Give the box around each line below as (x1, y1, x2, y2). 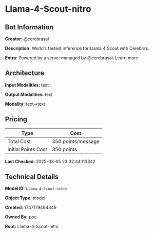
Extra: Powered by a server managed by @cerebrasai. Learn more (5, 55, 138, 61)
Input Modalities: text (5, 82, 49, 88)
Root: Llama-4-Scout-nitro (5, 224, 59, 230)
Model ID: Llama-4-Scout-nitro (5, 186, 68, 191)
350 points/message (52, 138, 100, 145)
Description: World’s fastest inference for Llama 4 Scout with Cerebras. (5, 46, 150, 51)
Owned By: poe (5, 214, 37, 220)
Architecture (5, 69, 45, 77)
